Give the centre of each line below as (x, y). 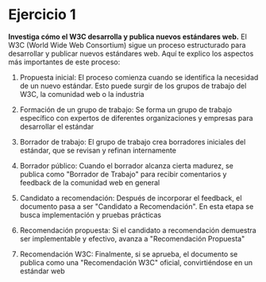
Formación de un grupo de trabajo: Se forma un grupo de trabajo (126, 110)
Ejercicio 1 (42, 15)
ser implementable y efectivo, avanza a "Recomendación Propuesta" (132, 238)
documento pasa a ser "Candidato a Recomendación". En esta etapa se (137, 206)
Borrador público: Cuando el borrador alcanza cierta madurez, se (127, 165)
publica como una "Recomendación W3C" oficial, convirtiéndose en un (136, 262)
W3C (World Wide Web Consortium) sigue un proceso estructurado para (127, 44)
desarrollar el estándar (57, 126)
